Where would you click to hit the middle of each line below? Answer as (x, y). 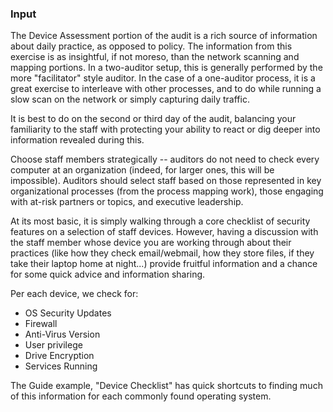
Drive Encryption (59, 356)
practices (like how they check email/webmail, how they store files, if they (162, 253)
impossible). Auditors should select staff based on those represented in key (166, 181)
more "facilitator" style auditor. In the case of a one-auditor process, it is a (163, 78)
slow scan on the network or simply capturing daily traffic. (130, 99)
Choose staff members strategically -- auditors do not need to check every (165, 159)
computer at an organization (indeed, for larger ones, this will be (142, 170)
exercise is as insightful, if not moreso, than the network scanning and (155, 57)
